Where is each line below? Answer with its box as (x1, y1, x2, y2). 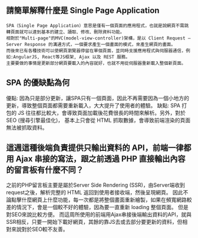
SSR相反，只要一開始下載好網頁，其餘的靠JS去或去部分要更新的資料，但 (6, 219, 183, 226)
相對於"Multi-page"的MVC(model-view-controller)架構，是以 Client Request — (6, 35, 191, 41)
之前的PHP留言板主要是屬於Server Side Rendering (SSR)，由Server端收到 (6, 181, 186, 189)
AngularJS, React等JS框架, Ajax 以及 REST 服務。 (13, 54, 131, 60)
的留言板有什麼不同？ (6, 165, 84, 175)
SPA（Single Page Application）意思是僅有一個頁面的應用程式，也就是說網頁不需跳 (6, 22, 189, 28)
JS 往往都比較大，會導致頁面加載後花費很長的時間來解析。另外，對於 (17, 109, 186, 116)
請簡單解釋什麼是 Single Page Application (6, 5, 160, 16)
